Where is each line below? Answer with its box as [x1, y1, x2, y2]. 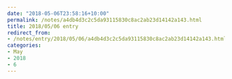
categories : [7, 42, 41, 49]
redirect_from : [7, 29, 51, 36]
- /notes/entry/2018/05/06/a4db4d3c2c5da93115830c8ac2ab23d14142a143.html [7, 36, 227, 43]
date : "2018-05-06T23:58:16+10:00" [7, 10, 110, 17]
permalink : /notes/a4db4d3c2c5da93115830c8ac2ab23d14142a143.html [7, 16, 202, 23]
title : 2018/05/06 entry [7, 23, 79, 30]
